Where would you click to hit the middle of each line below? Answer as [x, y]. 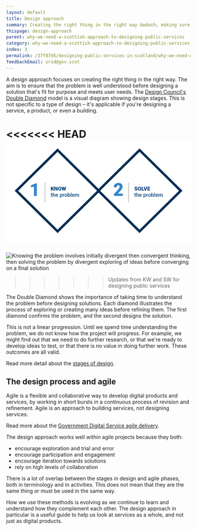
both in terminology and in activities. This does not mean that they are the [95, 485]
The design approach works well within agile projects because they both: [94, 437]
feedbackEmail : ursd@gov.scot [43, 62]
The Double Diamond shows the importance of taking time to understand [94, 297]
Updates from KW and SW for [144, 279]
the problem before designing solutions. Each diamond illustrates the [89, 303]
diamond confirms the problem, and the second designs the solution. [89, 315]
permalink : [19, 56]
